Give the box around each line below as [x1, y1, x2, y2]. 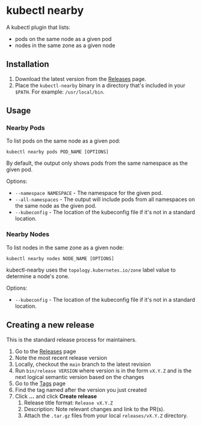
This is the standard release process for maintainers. [6, 336, 137, 343]
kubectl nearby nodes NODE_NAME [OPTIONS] [6, 255, 114, 261]
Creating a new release [6, 320, 94, 330]
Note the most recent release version [14, 354, 107, 361]
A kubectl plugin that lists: [6, 24, 70, 31]
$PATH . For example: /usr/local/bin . [14, 88, 105, 95]
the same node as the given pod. [14, 202, 97, 209]
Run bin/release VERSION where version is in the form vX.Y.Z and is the [14, 366, 192, 374]
